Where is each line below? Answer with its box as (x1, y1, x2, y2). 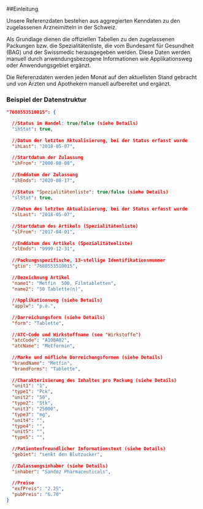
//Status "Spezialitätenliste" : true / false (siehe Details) (12, 188, 169, 195)
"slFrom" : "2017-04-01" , (12, 228, 75, 235)
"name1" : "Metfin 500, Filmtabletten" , (12, 280, 117, 286)
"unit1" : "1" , (12, 383, 48, 389)
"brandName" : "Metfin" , (12, 360, 72, 366)
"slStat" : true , (12, 195, 53, 201)
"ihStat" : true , (12, 126, 53, 133)
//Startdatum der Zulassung (12, 155, 84, 161)
